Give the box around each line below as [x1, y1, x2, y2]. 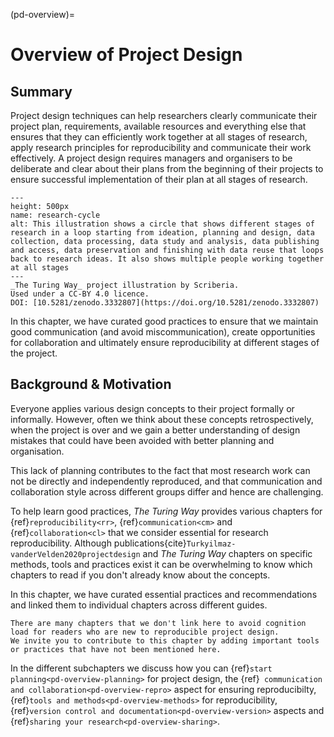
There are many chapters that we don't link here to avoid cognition [10, 618, 307, 628]
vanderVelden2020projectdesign [10, 549, 141, 559]
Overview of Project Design [10, 44, 243, 66]
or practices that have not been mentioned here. [10, 644, 222, 654]
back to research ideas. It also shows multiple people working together [10, 254, 325, 264]
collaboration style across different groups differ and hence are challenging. [10, 485, 324, 498]
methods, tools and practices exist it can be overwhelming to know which [10, 558, 313, 570]
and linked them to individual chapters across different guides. [10, 599, 268, 611]
